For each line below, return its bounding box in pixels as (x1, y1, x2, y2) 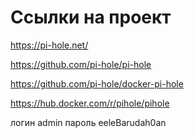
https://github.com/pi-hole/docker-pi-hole (10, 77, 184, 90)
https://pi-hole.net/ (10, 39, 89, 51)
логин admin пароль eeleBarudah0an (10, 116, 167, 128)
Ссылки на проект (10, 6, 172, 29)
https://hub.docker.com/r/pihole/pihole (10, 97, 170, 109)
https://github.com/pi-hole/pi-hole (10, 58, 152, 70)
